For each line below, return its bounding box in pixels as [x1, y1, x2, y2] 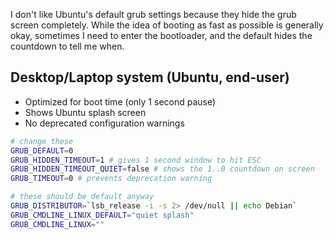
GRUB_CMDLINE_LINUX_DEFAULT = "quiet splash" [10, 210, 195, 220]
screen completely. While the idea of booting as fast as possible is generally [10, 19, 324, 31]
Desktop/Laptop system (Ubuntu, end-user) [10, 69, 290, 86]
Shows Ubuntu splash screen [24, 106, 147, 118]
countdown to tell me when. [10, 40, 125, 52]
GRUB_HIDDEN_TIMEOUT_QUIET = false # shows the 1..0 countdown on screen [10, 164, 315, 174]
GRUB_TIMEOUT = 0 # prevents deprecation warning [10, 174, 213, 184]
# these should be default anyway [10, 192, 155, 202]
